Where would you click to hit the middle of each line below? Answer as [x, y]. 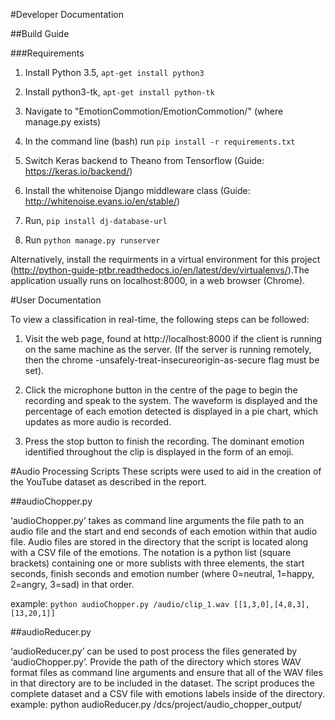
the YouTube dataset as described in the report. [108, 482]
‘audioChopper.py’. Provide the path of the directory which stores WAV [156, 662]
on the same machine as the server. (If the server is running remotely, [168, 349]
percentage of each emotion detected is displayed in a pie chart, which [171, 411]
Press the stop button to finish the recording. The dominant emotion [164, 441]
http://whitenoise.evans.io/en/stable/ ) [102, 201]
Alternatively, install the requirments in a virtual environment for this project [165, 259]
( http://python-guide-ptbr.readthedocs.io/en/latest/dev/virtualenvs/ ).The [160, 270]
